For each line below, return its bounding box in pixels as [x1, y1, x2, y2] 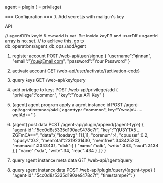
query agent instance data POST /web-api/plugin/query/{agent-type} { [12, 167, 156, 173]
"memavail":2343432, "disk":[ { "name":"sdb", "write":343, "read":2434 [12, 143, 159, 148]
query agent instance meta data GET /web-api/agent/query [12, 157, 133, 163]
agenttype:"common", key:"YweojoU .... [62, 107, 143, 112]
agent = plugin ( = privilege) [5, 4, 62, 10]
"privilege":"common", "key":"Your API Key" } [12, 92, 105, 98]
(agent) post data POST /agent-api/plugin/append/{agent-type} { [12, 122, 144, 127]
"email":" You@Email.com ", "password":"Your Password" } [12, 58, 130, 64]
